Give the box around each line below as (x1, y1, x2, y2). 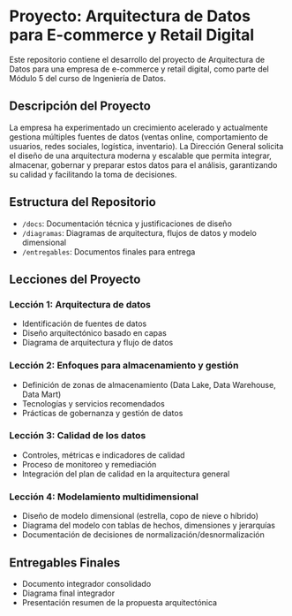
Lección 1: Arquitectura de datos (9, 298, 152, 310)
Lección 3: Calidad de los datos (9, 430, 146, 442)
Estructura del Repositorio (9, 194, 156, 209)
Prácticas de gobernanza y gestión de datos (21, 407, 183, 418)
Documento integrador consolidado (21, 578, 152, 589)
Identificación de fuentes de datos (21, 318, 147, 329)
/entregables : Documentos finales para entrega (21, 246, 196, 257)
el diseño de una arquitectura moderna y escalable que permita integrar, (9, 150, 272, 161)
